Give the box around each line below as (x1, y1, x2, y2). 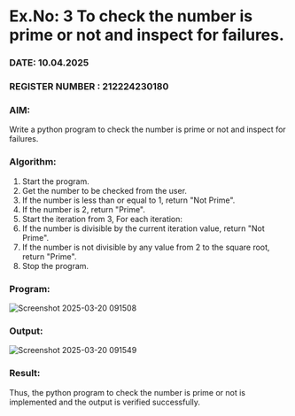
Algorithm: (9, 156, 57, 168)
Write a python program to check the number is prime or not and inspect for (9, 124, 286, 135)
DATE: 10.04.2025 (9, 57, 89, 69)
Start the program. (21, 175, 90, 187)
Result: (9, 367, 41, 380)
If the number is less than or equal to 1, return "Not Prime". (21, 195, 236, 205)
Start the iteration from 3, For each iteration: (21, 213, 183, 224)
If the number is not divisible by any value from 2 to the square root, (21, 242, 270, 252)
